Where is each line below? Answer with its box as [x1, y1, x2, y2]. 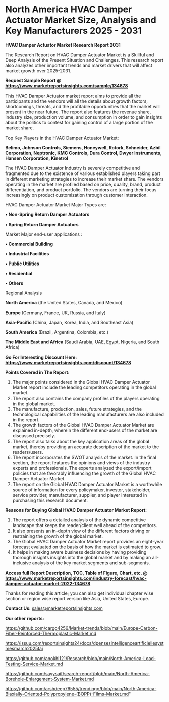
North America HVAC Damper [5, 4, 132, 15]
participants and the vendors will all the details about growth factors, [5, 98, 148, 104]
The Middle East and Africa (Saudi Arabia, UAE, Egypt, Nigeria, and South [5, 339, 160, 345]
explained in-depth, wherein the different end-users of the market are [12, 427, 157, 433]
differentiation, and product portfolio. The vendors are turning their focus [5, 186, 157, 193]
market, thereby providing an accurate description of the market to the [12, 444, 159, 450]
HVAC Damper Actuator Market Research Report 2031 [5, 41, 121, 48]
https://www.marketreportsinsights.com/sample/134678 [5, 82, 128, 89]
